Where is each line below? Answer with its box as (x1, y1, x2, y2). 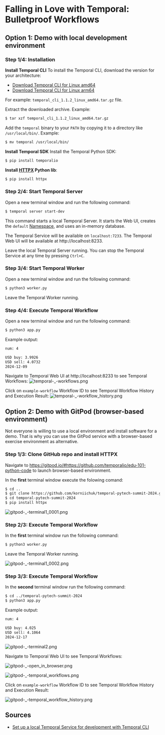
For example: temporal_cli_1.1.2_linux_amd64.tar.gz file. (5, 97, 123, 103)
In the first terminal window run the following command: (5, 532, 119, 538)
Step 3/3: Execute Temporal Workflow (5, 573, 98, 580)
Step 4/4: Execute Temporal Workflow (5, 307, 98, 314)
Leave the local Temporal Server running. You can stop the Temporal (5, 247, 144, 253)
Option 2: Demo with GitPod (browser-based (5, 407, 144, 416)
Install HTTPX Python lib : (5, 167, 57, 173)
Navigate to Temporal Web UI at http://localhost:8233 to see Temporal (5, 373, 147, 379)
